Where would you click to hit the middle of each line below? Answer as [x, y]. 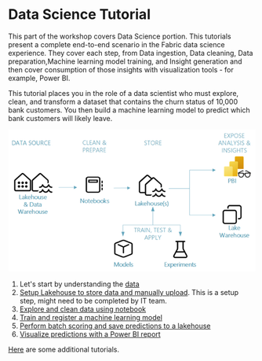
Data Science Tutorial [80, 15]
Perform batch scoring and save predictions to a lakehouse [115, 326]
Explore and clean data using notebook [83, 309]
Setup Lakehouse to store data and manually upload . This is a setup [129, 293]
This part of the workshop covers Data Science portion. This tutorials [120, 36]
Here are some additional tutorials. [64, 350]
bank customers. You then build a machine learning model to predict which [129, 110]
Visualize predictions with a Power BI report [90, 334]
